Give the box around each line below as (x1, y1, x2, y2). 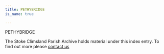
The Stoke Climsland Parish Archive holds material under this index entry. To (5, 38, 160, 44)
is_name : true (5, 12, 34, 16)
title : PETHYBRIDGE (5, 7, 45, 12)
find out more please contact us (5, 43, 70, 49)
